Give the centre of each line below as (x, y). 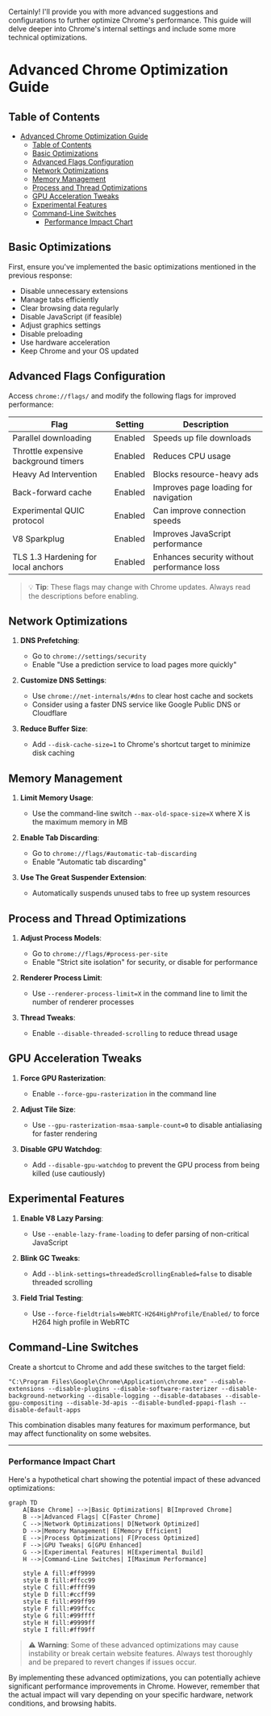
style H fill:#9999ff (59, 1622)
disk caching (53, 753)
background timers (48, 461)
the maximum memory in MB (80, 822)
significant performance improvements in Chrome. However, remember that (134, 1686)
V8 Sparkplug (38, 538)
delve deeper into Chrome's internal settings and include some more (122, 29)
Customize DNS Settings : (63, 680)
